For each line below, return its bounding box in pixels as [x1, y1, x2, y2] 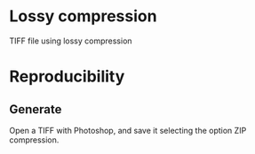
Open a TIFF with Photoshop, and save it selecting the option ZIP [9, 125, 247, 135]
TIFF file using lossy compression [9, 35, 132, 46]
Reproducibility [9, 66, 125, 87]
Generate [9, 102, 62, 117]
